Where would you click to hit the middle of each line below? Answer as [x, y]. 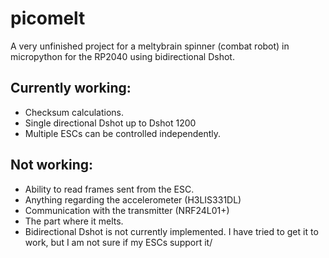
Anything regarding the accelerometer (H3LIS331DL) [133, 199]
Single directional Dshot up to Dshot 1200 [110, 123]
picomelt [48, 18]
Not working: [52, 165]
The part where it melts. [74, 221]
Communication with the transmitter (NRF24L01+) [127, 210]
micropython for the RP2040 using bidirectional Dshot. [122, 56]
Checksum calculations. [74, 112]
